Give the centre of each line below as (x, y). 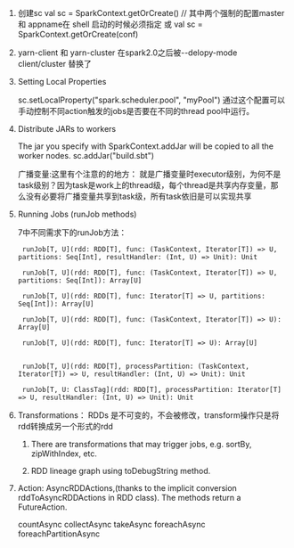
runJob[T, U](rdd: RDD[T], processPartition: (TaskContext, (136, 366)
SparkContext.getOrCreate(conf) (78, 34)
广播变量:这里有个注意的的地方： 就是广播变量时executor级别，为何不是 (149, 174)
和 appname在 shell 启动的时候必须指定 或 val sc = (110, 24)
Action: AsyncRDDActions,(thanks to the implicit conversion (127, 488)
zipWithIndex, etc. (64, 454)
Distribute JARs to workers (67, 129)
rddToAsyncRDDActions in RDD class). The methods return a (129, 498)
